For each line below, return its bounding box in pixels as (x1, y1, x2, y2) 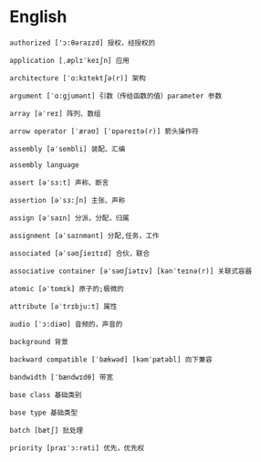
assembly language (9, 160, 79, 170)
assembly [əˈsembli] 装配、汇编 (9, 144, 126, 153)
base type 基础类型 (9, 408, 78, 417)
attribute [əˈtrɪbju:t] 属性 (9, 301, 118, 311)
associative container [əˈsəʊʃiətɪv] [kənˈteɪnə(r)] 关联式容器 (9, 267, 253, 276)
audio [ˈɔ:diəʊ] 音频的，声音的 (9, 320, 123, 329)
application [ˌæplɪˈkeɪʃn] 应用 (9, 56, 130, 65)
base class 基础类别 (9, 390, 82, 399)
